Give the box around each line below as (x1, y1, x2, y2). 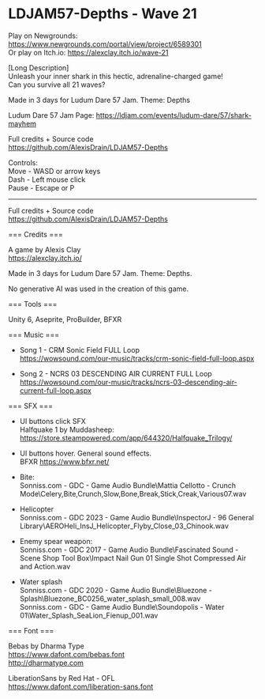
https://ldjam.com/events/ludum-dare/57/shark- (95, 110, 252, 119)
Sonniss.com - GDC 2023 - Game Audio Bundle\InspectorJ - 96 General (19, 512, 255, 522)
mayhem (8, 119, 37, 128)
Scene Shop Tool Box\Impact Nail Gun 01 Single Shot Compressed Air (19, 553, 247, 562)
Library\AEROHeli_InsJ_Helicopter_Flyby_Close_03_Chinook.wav (19, 521, 229, 531)
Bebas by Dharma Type (8, 641, 84, 651)
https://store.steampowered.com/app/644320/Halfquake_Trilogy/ (19, 433, 233, 443)
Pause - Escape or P (8, 183, 75, 192)
